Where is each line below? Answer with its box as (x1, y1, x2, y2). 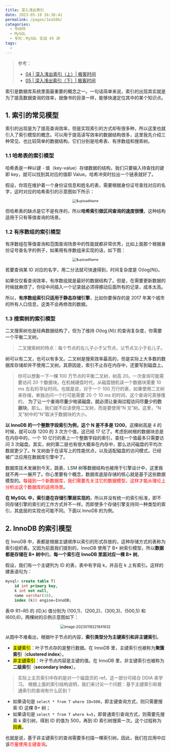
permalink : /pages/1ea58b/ (5, 17, 63, 22)
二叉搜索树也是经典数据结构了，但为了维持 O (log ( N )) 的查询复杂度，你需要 (5, 328, 162, 334)
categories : (5, 21, 31, 27)
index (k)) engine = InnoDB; (14, 598, 72, 603)
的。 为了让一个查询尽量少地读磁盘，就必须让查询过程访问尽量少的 (17, 399, 158, 405)
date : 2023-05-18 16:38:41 (5, 12, 63, 17)
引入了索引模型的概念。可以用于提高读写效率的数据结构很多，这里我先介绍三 (5, 132, 166, 138)
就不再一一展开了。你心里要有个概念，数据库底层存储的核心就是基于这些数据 (5, 471, 166, 477)
